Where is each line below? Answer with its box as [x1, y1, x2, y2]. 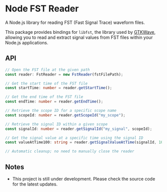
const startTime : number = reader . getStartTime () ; [5, 86, 112, 91]
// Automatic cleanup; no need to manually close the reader [5, 149, 135, 154]
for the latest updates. [12, 181, 58, 187]
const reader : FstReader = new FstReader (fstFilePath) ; [5, 72, 123, 77]
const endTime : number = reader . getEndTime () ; [5, 99, 103, 104]
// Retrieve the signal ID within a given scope [5, 121, 108, 127]
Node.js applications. [5, 39, 49, 45]
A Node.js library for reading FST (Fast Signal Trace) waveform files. [5, 19, 145, 25]
